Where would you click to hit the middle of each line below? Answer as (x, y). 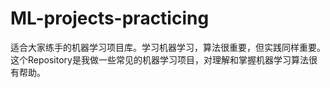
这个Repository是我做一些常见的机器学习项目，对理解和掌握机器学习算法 (159, 59)
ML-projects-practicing (110, 18)
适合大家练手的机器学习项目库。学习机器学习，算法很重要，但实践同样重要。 (168, 47)
